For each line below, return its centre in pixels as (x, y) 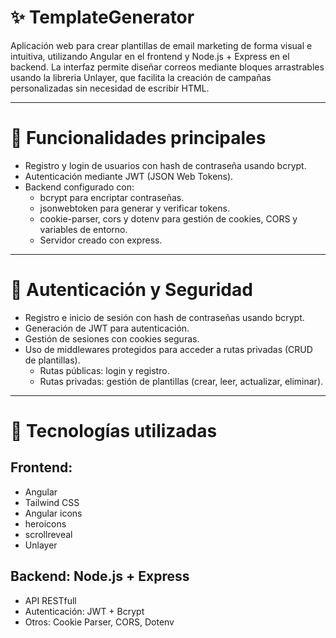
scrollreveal (48, 534)
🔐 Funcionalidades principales (138, 138)
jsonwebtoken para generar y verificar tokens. (134, 208)
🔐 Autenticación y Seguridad (131, 290)
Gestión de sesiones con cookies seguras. (112, 338)
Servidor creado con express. (101, 240)
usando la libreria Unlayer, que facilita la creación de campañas (141, 77)
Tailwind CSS (52, 502)
